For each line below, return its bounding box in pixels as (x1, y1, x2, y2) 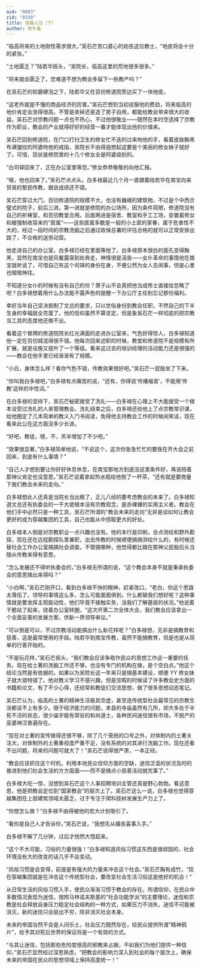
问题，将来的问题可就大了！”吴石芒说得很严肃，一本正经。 (16, 747, 161, 754)
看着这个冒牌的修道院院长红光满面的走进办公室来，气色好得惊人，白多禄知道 (6, 330, 195, 337)
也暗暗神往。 (6, 269, 38, 276)
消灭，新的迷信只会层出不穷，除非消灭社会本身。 (6, 909, 127, 916)
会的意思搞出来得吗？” (6, 571, 62, 578)
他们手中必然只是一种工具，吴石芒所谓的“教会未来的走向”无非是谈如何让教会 (6, 508, 194, 516)
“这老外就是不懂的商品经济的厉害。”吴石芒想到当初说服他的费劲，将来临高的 (6, 101, 192, 108)
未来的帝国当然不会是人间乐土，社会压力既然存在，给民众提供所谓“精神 (6, 921, 182, 928)
